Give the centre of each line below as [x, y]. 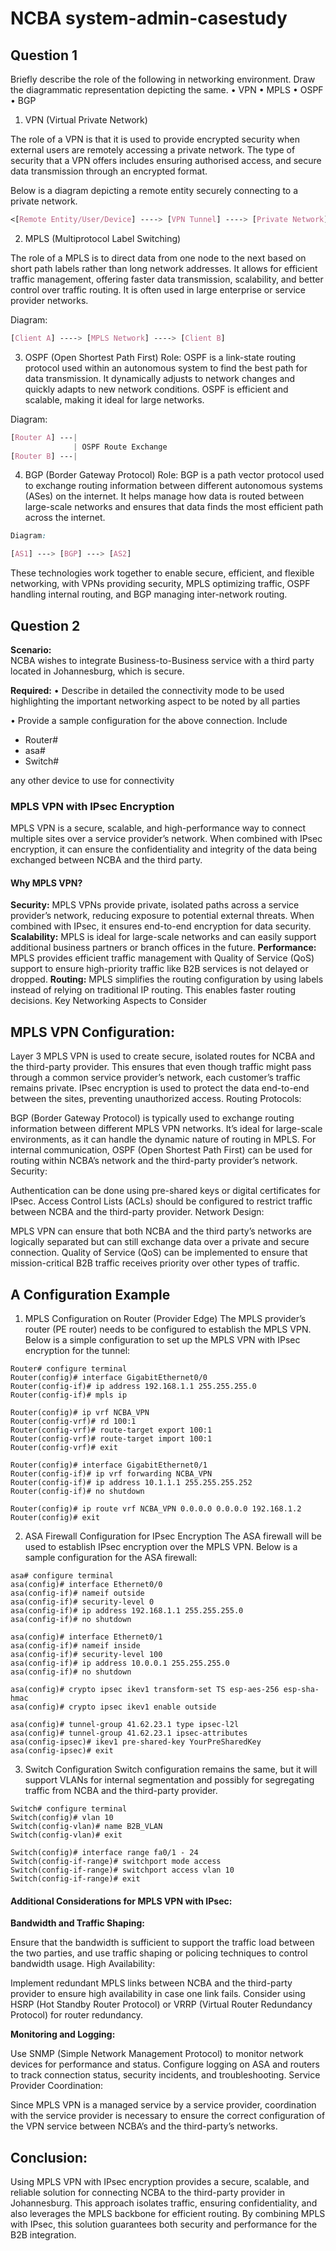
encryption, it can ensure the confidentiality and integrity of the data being [164, 849]
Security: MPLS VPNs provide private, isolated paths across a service [155, 905]
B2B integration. [43, 2235]
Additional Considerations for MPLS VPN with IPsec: [121, 1901]
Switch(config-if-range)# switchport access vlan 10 [122, 1870]
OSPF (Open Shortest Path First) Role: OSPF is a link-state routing [160, 357]
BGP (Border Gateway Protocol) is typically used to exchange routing [152, 1118]
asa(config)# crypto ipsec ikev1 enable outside [113, 1707]
